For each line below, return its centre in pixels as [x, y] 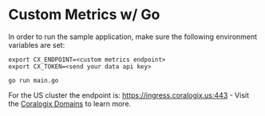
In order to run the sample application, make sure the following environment [133, 37]
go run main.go [34, 80]
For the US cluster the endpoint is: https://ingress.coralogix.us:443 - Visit [129, 95]
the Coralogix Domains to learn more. [70, 103]
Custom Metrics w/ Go [84, 15]
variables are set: [37, 44]
